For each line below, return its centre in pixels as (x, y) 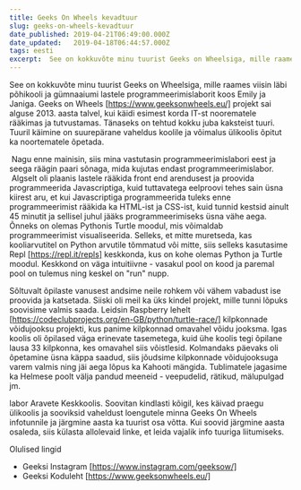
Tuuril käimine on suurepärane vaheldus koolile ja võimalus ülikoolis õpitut (146, 132)
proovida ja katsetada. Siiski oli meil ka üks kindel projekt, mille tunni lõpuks (149, 300)
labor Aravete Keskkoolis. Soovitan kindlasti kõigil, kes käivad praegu (137, 403)
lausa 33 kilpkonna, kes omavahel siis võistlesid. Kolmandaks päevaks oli (144, 348)
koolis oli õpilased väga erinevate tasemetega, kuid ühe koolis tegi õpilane (146, 338)
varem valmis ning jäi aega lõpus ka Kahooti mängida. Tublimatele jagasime (148, 367)
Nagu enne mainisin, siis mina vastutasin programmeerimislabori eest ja (143, 159)
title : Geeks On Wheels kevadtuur (74, 17)
